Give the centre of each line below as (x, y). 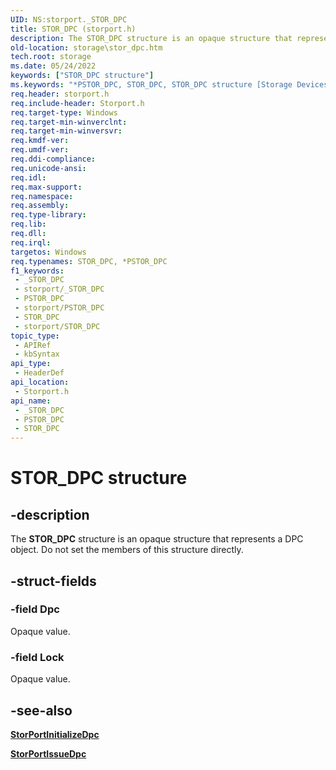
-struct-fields (53, 581)
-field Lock (37, 657)
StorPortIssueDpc (48, 753)
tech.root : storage (51, 57)
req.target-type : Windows (64, 112)
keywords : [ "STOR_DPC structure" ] (82, 76)
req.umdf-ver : (40, 150)
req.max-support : (46, 187)
